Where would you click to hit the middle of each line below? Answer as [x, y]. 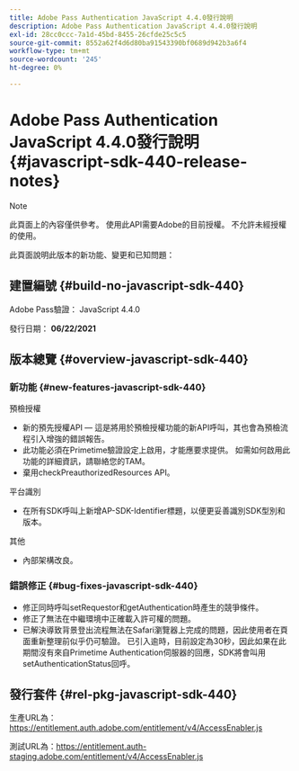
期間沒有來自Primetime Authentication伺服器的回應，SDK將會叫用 [144, 652]
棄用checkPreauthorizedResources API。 [98, 472]
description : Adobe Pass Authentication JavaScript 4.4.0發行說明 [133, 26]
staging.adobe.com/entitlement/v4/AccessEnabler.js [106, 757]
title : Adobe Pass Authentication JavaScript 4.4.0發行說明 [121, 18]
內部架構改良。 [50, 560]
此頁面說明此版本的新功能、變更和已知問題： [92, 255]
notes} [35, 181]
